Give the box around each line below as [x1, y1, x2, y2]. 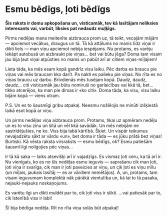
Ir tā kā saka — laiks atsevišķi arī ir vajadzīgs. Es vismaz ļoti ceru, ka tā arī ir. [5, 153, 162, 159]
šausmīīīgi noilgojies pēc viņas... [5, 143, 73, 149]
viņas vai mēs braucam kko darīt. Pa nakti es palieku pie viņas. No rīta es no [5, 71, 162, 77]
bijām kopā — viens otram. [5, 92, 60, 98]
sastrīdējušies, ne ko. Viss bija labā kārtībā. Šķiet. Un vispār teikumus [5, 127, 148, 133]
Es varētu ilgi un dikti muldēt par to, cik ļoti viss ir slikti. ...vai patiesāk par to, [5, 189, 162, 195]
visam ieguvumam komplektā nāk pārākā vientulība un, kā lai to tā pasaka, [5, 174, 158, 180]
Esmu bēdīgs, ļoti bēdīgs [5, 3, 111, 15]
